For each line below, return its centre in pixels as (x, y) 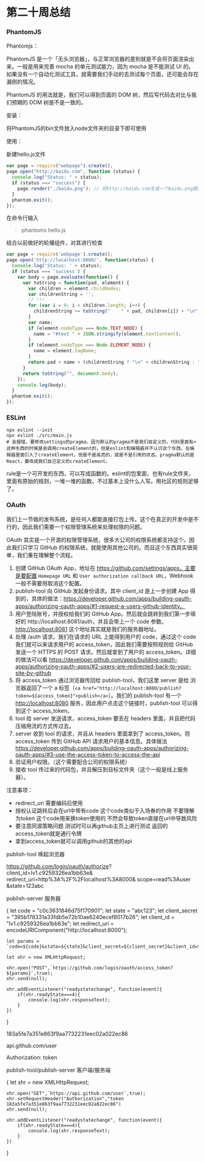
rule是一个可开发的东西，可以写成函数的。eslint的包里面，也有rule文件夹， (100, 474)
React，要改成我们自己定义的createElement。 (58, 461)
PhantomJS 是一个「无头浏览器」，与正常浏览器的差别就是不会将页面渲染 (98, 59)
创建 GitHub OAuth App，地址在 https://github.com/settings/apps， (100, 568)
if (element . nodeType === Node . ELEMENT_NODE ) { (90, 345)
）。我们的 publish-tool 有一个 (145, 695)
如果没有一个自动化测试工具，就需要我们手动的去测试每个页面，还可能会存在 (103, 74)
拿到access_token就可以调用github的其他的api (74, 841)
